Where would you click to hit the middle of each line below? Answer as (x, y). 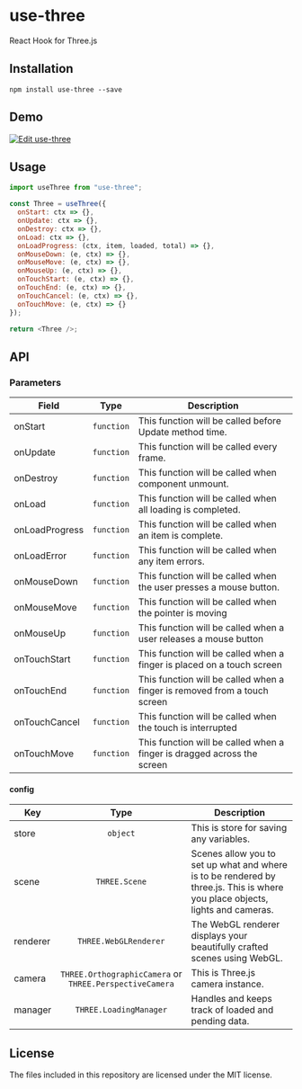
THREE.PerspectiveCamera (121, 984)
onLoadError (40, 556)
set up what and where (239, 865)
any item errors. (171, 561)
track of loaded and (232, 1010)
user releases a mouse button (201, 639)
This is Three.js (223, 973)
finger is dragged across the (198, 754)
